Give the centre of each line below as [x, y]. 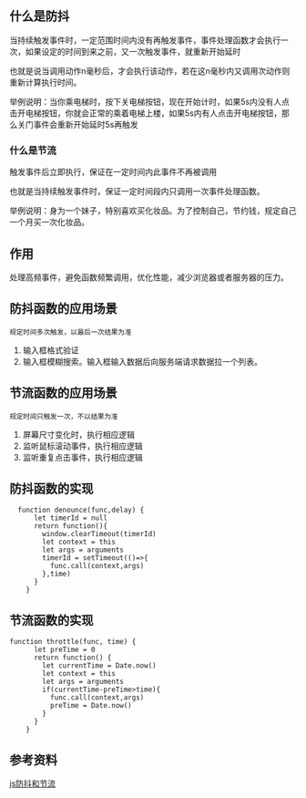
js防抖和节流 [33, 783]
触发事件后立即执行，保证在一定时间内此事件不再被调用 [113, 172]
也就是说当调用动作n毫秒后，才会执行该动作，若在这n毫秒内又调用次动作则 [150, 70]
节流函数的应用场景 [63, 394]
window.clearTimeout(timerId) [99, 534]
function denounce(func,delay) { [81, 510]
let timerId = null [70, 518]
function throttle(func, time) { [73, 642]
